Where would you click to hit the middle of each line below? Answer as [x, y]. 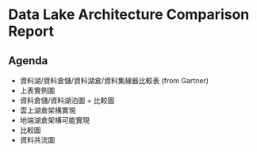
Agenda [28, 61]
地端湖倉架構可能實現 [54, 120]
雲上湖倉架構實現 [48, 110]
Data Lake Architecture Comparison [129, 15]
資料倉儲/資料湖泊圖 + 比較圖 [67, 100]
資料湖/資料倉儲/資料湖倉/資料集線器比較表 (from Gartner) [114, 80]
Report [31, 31]
